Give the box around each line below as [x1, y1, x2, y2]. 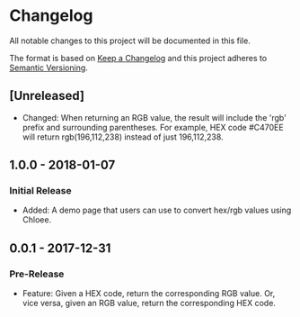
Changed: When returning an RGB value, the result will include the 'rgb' [22, 112, 287, 122]
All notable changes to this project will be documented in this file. [9, 35, 251, 46]
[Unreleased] [9, 88, 85, 104]
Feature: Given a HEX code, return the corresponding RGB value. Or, [22, 288, 276, 299]
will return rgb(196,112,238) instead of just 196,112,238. [22, 131, 224, 142]
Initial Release [9, 185, 72, 197]
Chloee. [22, 214, 52, 225]
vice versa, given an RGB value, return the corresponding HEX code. [22, 298, 277, 309]
